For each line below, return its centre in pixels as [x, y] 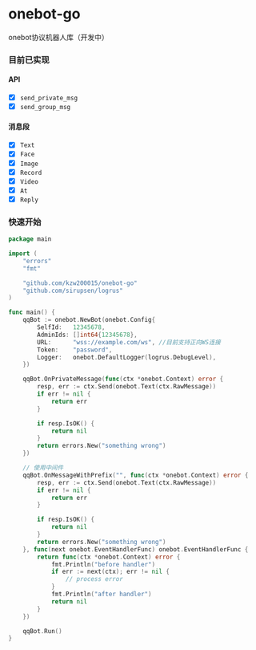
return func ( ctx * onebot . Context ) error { [109, 557]
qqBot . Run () [42, 631]
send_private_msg [49, 98]
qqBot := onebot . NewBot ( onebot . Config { [89, 320]
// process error [94, 579]
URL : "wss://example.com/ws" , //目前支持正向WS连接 [129, 342]
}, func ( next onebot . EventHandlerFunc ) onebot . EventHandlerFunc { [136, 549]
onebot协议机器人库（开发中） [59, 37]
